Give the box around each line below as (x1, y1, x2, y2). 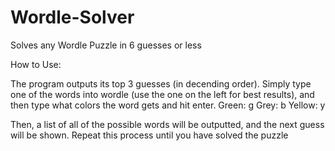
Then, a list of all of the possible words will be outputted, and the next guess (10, 118, 325, 130)
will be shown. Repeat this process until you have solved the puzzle (10, 129, 289, 141)
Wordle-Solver (10, 6, 135, 29)
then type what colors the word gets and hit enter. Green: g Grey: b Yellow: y (10, 99, 326, 111)
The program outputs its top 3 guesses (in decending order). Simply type (10, 77, 312, 90)
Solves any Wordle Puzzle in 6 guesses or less (10, 39, 202, 51)
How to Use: (10, 58, 62, 70)
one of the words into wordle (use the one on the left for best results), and (10, 88, 315, 100)
